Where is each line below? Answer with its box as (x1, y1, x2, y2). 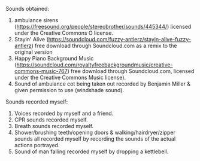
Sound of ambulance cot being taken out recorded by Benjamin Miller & (14, 80, 191, 87)
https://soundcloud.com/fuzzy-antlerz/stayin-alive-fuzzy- (48, 36, 191, 42)
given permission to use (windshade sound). (14, 87, 124, 93)
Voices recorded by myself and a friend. (14, 110, 114, 117)
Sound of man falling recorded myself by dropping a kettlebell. (14, 148, 169, 155)
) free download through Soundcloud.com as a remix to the (31, 42, 177, 49)
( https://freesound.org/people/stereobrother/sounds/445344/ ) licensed (14, 23, 192, 30)
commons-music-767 (14, 68, 68, 74)
